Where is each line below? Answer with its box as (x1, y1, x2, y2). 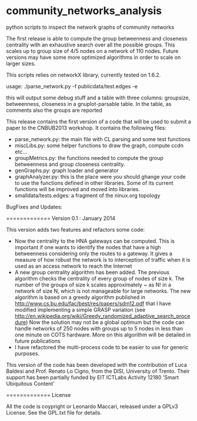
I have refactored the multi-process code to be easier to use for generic (14, 343, 189, 350)
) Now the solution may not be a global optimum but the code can (25, 319, 185, 326)
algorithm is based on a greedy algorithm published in (14, 293, 146, 300)
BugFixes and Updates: (6, 203, 63, 210)
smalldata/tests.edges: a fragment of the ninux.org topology (14, 192, 161, 199)
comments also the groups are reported (6, 106, 103, 113)
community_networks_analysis (6, 4, 162, 18)
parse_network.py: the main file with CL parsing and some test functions (14, 135, 191, 142)
